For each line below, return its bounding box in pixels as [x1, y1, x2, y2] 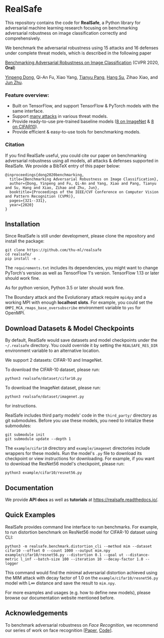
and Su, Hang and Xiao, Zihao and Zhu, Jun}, [5, 185, 99, 190]
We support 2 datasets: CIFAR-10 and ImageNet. [5, 357, 103, 363]
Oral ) [5, 65, 16, 71]
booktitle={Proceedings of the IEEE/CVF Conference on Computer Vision [9, 189, 159, 194]
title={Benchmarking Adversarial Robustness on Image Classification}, [9, 177, 159, 182]
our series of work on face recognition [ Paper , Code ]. [5, 627, 113, 633]
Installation [5, 220, 40, 228]
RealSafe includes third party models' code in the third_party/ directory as [5, 412, 158, 418]
